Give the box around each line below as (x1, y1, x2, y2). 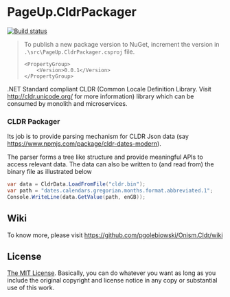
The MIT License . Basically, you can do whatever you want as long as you (7, 269, 216, 277)
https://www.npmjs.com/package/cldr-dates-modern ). (7, 140, 161, 148)
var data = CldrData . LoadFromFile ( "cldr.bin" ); (7, 181, 146, 188)
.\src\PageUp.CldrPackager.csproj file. (23, 47, 135, 56)
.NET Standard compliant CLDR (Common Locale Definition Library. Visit (7, 85, 211, 93)
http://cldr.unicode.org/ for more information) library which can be (7, 92, 194, 100)
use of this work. (7, 283, 55, 292)
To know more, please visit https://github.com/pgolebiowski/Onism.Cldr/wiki (7, 231, 223, 239)
